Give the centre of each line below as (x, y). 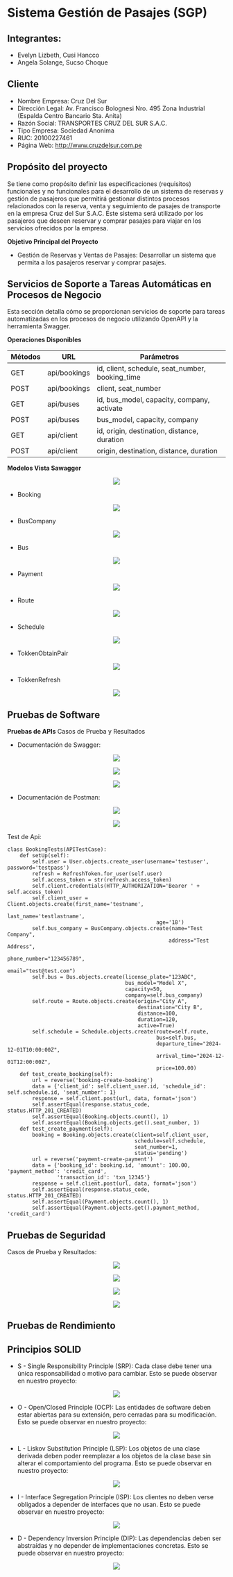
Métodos (26, 357)
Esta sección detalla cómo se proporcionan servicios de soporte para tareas (116, 312)
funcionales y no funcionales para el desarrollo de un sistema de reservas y (115, 191)
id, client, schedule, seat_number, (152, 369)
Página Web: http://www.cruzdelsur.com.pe (79, 145)
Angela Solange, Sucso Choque (63, 62)
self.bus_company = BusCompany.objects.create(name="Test (118, 929)
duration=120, (158, 1020)
